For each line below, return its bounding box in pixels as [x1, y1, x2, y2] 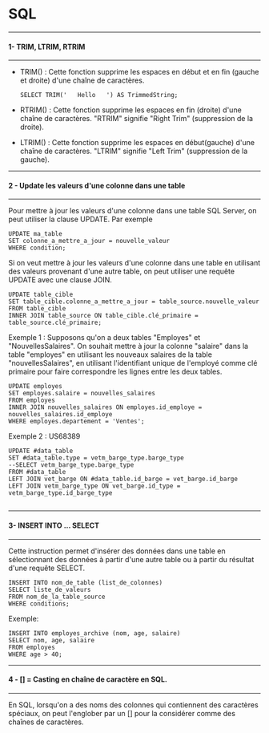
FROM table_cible [8, 305, 66, 313]
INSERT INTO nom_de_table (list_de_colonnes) [8, 578, 163, 586]
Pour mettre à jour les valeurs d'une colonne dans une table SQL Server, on [8, 206, 257, 216]
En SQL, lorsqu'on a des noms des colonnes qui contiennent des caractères [8, 699, 259, 710]
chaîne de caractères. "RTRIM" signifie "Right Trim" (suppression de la [19, 114, 254, 124]
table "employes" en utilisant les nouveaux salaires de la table [8, 350, 212, 359]
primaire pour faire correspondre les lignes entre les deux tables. [8, 366, 223, 377]
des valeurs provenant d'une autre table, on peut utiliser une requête [8, 266, 235, 277]
